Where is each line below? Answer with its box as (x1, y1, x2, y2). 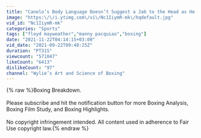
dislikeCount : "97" (6, 64, 55, 71)
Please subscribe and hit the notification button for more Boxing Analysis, (6, 100, 188, 107)
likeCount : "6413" (6, 59, 52, 65)
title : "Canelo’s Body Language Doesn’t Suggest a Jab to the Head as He (6, 8, 196, 15)
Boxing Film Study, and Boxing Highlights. (6, 106, 110, 113)
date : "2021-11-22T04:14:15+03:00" (6, 37, 96, 43)
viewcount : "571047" (6, 53, 58, 59)
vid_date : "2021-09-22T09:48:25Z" (6, 43, 93, 49)
